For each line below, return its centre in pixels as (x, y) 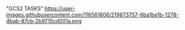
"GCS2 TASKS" (25, 9)
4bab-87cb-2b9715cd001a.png (44, 21)
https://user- (60, 9)
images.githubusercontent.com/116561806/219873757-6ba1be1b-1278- (92, 15)
